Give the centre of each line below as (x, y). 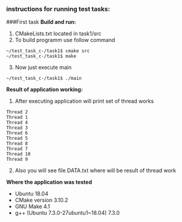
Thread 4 (17, 123)
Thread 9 (17, 160)
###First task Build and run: (41, 22)
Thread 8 (17, 144)
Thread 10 (19, 154)
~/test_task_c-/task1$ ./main (44, 79)
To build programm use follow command (65, 40)
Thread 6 (17, 133)
